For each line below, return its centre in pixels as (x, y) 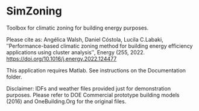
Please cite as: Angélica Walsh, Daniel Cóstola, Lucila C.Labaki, (85, 39)
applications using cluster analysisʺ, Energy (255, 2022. (76, 52)
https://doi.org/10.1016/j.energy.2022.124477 (62, 59)
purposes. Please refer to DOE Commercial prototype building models (93, 95)
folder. (14, 77)
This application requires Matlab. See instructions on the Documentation (96, 70)
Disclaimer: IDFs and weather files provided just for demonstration (88, 88)
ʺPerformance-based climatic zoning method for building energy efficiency (99, 46)
